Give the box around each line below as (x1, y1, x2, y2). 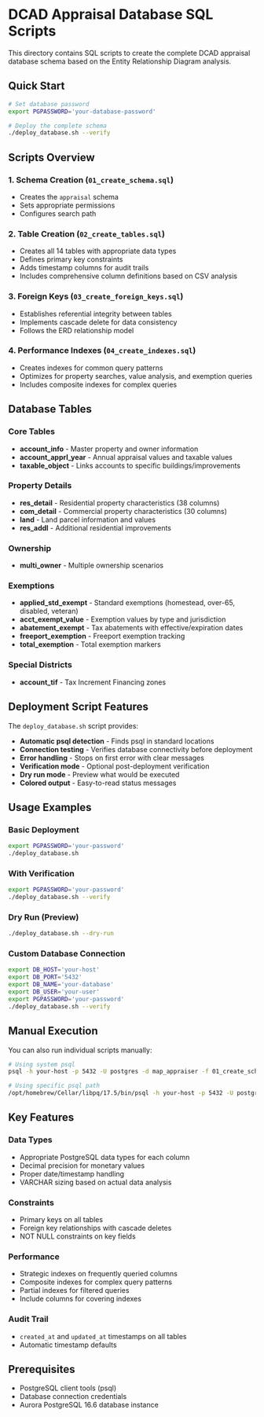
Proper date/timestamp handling (19, 1169, 124, 1178)
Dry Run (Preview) (8, 912, 79, 923)
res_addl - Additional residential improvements (19, 523, 171, 532)
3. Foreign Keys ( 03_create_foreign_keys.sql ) (8, 291, 184, 302)
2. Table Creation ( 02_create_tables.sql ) (8, 228, 165, 239)
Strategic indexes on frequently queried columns (19, 1269, 178, 1279)
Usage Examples (8, 800, 92, 814)
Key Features (8, 1110, 75, 1125)
